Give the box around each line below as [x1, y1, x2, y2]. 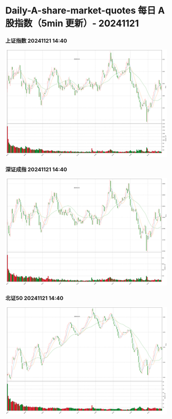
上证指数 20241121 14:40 [5, 37, 68, 44]
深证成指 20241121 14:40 [5, 166, 68, 173]
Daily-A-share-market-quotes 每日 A [5, 5, 165, 16]
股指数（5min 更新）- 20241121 [5, 18, 139, 29]
